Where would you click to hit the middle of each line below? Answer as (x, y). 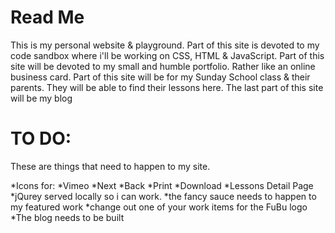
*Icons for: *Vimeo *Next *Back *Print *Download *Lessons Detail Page (162, 185)
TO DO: (41, 138)
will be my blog (41, 98)
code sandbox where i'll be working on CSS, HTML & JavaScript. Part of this (167, 55)
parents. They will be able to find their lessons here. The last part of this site (167, 87)
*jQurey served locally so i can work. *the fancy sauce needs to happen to (163, 196)
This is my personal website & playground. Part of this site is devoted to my (165, 45)
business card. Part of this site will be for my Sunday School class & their (160, 77)
